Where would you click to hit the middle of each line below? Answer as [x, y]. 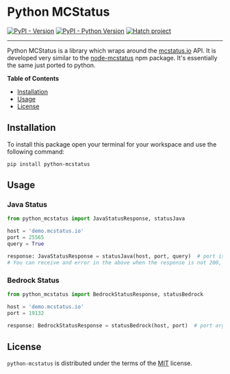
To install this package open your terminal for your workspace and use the [112, 144]
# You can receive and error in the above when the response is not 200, [115, 262]
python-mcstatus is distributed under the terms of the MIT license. [100, 363]
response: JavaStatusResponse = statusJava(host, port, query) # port [111, 256]
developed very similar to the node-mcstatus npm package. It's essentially [112, 58]
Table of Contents [33, 78]
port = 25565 [26, 238]
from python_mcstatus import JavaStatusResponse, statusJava [96, 219]
